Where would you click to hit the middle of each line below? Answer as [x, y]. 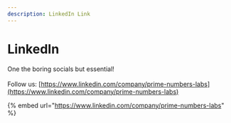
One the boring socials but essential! [61, 69]
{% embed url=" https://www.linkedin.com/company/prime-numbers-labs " [116, 105]
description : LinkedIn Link [49, 14]
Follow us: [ [24, 84]
